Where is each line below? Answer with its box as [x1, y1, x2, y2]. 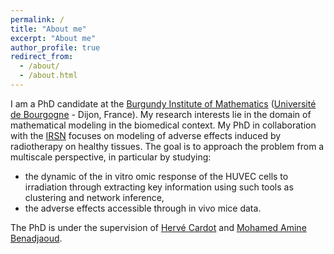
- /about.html [19, 71, 78, 81]
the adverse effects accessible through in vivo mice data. [24, 202, 262, 214]
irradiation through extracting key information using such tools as [24, 181, 294, 193]
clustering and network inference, [24, 191, 165, 203]
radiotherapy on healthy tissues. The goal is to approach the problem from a [10, 140, 325, 152]
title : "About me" [10, 24, 87, 34]
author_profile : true [10, 42, 101, 53]
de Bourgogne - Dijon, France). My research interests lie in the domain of [10, 108, 312, 120]
